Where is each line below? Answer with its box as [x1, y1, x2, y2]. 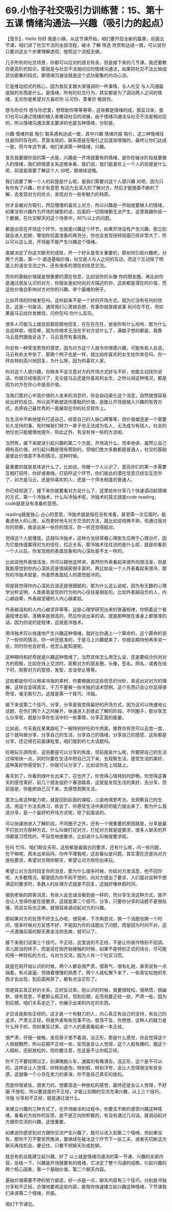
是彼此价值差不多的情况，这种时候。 [5, 453, 82, 459]
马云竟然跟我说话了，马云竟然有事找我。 [5, 334, 91, 340]
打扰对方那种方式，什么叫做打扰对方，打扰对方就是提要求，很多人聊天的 [9, 826, 162, 833]
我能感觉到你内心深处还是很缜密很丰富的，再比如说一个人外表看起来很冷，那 [5, 565, 167, 571]
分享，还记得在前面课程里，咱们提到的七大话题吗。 [5, 738, 113, 744]
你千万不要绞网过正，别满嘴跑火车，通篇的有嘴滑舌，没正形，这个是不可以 [5, 1058, 162, 1064]
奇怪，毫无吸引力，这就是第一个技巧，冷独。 [5, 690, 100, 697]
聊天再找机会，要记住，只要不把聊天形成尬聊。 [5, 1142, 104, 1148]
